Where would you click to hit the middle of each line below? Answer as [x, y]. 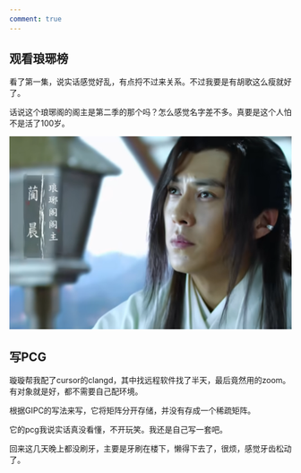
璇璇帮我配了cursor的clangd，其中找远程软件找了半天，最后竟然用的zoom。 [150, 381]
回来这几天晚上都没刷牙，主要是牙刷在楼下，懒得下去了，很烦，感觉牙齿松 [146, 449]
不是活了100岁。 [39, 123]
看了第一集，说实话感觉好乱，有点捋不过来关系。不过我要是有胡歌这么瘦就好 [150, 82]
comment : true [36, 19]
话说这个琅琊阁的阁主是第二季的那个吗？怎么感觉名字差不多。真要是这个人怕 [150, 112]
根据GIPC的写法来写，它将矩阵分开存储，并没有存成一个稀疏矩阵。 [133, 411]
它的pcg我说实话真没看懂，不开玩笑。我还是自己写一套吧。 [119, 430]
